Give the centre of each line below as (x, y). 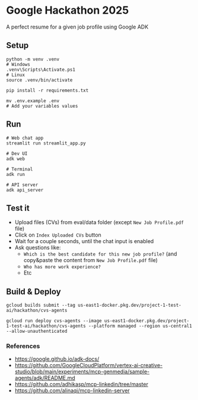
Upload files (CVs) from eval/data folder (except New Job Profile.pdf (99, 222)
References (23, 347)
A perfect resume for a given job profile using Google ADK (77, 27)
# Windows (18, 64)
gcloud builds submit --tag (41, 305)
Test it (18, 208)
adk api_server (25, 190)
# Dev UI (17, 153)
